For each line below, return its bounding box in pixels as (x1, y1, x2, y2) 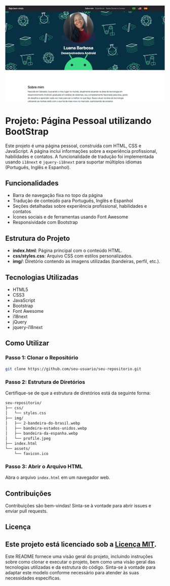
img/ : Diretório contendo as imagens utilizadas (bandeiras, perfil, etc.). (12, 258, 160, 265)
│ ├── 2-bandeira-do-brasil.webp (5, 420, 80, 426)
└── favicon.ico (14, 451, 49, 456)
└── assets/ (5, 446, 30, 451)
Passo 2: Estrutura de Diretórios (5, 378, 86, 385)
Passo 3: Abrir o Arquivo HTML (5, 463, 83, 470)
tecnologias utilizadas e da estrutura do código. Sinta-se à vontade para (5, 564, 156, 570)
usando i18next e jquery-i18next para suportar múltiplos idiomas (5, 158, 142, 165)
